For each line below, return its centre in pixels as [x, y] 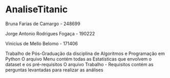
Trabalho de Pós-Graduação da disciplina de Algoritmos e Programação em [85, 53]
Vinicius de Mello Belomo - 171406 [42, 43]
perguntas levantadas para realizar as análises [54, 70]
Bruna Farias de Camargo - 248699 [43, 24]
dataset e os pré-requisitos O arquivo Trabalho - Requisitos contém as [79, 64]
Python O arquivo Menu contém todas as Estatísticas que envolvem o [79, 59]
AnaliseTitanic [37, 9]
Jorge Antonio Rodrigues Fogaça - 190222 [50, 33]
